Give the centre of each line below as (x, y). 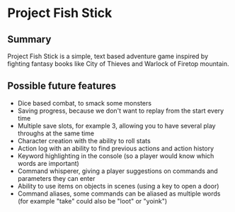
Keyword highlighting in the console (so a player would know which (116, 156)
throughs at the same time (56, 133)
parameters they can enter (56, 178)
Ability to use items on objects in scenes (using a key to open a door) (118, 186)
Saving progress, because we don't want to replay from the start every (121, 111)
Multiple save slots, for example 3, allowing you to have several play (116, 125)
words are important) (48, 163)
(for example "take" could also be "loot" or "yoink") (92, 201)
